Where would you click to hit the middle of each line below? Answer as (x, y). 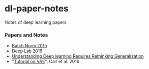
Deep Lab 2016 (27, 51)
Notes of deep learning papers (36, 22)
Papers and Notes (26, 35)
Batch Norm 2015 (29, 46)
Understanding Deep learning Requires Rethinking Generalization (78, 56)
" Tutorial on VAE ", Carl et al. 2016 (45, 62)
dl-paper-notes (37, 9)
